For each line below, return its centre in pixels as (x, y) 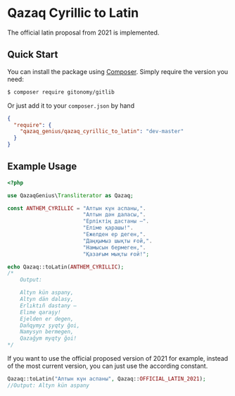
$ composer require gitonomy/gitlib (61, 92)
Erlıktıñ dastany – (49, 305)
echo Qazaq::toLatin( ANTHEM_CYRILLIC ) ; (66, 267)
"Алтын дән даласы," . (114, 215)
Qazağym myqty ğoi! (49, 339)
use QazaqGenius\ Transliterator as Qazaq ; (70, 195)
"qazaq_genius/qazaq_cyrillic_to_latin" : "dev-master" (102, 132)
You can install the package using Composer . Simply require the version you (118, 71)
